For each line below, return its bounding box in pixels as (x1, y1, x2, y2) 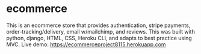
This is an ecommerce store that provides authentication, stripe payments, (6, 22, 191, 29)
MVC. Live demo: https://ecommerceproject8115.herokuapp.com (6, 41, 167, 48)
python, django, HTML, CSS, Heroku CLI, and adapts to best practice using (6, 34, 193, 41)
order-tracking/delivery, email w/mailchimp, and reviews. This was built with (6, 28, 196, 35)
